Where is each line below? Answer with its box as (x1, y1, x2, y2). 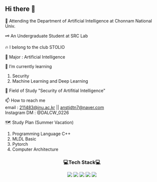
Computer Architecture (12, 146, 59, 152)
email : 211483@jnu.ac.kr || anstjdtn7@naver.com (5, 104, 104, 110)
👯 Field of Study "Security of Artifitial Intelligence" (5, 88, 106, 93)
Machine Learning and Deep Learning (12, 78, 89, 84)
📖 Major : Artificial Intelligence (5, 54, 65, 60)
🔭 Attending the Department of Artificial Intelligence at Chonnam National (5, 18, 152, 23)
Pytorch (12, 141, 28, 147)
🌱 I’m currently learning (5, 63, 52, 69)
